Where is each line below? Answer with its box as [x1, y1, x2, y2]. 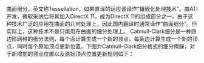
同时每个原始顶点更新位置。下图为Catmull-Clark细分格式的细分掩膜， [16, 43, 190, 50]
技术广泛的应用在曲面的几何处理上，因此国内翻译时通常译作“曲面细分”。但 [11, 20, 197, 27]
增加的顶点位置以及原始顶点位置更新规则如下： [16, 50, 134, 57]
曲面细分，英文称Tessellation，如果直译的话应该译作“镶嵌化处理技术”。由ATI [6, 5, 198, 12]
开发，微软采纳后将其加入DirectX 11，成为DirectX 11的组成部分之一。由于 [6, 13, 188, 20]
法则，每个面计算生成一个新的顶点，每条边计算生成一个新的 [43, 35, 192, 42]
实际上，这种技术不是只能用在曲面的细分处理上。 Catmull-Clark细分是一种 [6, 28, 192, 35]
